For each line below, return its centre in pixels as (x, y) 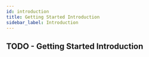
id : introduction (28, 11)
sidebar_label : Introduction (42, 22)
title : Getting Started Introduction (53, 17)
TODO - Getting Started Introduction (75, 46)
